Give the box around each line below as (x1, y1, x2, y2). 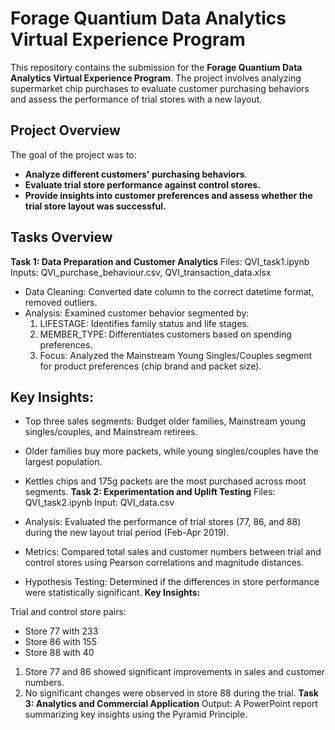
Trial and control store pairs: (10, 606, 127, 618)
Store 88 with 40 (24, 647, 95, 659)
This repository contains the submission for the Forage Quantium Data (10, 61, 303, 73)
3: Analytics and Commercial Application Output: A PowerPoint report (24, 698, 318, 710)
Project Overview (10, 122, 121, 139)
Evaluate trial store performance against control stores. (24, 178, 261, 191)
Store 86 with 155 (24, 636, 97, 648)
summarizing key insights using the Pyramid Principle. (24, 708, 248, 721)
